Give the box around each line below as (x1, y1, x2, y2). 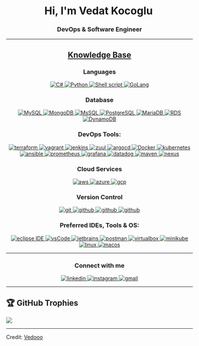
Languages (82, 67, 117, 76)
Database (85, 96, 114, 104)
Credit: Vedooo (6, 333, 43, 341)
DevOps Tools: (78, 130, 121, 138)
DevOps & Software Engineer (57, 25, 142, 34)
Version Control (76, 193, 123, 201)
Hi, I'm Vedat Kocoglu (44, 4, 153, 18)
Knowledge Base (68, 50, 131, 60)
